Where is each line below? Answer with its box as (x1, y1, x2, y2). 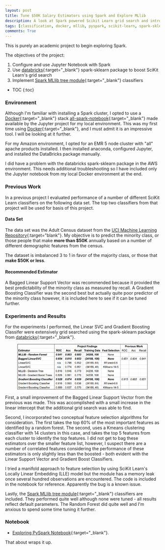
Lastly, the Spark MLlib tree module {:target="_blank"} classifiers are (5, 491, 143, 496)
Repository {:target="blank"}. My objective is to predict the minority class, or (5, 232, 159, 238)
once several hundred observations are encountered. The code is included (5, 476, 156, 482)
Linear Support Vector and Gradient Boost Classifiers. (5, 456, 114, 462)
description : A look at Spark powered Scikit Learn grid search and (5, 18, 148, 23)
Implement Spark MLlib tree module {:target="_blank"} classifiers (12, 78, 143, 83)
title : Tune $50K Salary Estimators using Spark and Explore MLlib (5, 13, 146, 18)
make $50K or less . (5, 257, 46, 263)
